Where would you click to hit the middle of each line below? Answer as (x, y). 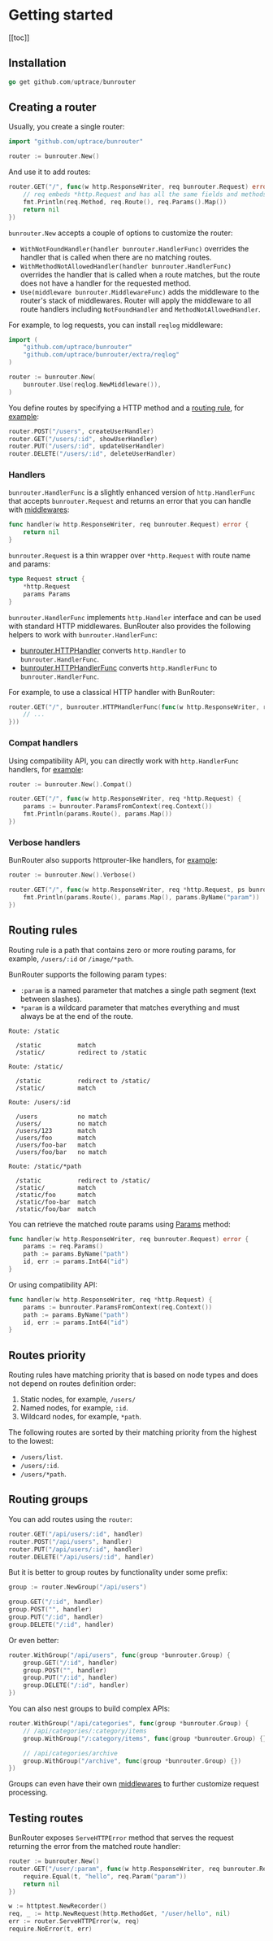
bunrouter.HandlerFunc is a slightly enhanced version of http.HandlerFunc (132, 492)
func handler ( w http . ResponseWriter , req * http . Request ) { (110, 1300)
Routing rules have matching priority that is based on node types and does (133, 1375)
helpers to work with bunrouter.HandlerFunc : (83, 634)
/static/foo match (56, 1195)
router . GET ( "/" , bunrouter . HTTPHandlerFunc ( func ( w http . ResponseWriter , (134, 707)
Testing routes (46, 1818)
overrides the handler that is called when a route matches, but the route (140, 274)
